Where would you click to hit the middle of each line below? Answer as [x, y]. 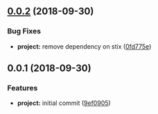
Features [23, 88]
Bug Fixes [24, 31]
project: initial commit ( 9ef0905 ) [64, 103]
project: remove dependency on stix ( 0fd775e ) [84, 46]
